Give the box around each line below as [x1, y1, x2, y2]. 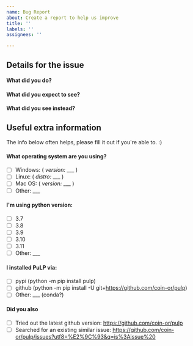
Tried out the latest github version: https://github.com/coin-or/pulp [15, 319, 183, 326]
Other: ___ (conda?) [15, 291, 64, 298]
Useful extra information [6, 122, 102, 133]
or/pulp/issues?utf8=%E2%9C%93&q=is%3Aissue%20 [15, 333, 156, 340]
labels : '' [6, 26, 34, 32]
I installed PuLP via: [6, 263, 57, 271]
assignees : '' [6, 32, 43, 38]
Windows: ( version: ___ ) [15, 166, 78, 174]
